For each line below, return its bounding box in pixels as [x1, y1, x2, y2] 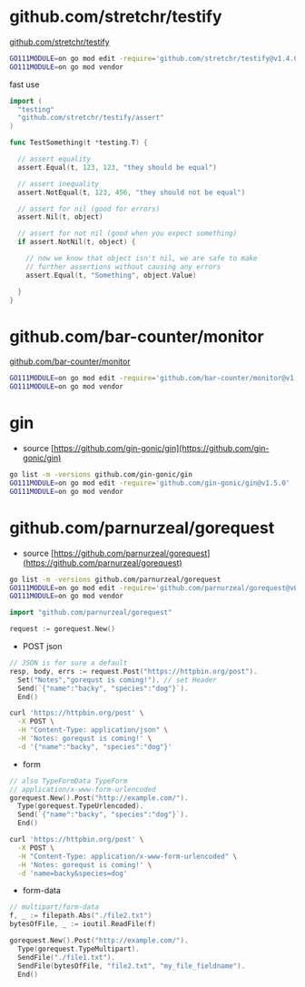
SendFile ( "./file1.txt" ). [17, 952, 116, 962]
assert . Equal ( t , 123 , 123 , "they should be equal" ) [17, 163, 218, 172]
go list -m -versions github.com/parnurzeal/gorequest [9, 575, 221, 584]
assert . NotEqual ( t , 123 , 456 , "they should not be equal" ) [17, 188, 246, 197]
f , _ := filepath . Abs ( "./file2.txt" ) [9, 911, 152, 921]
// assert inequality [17, 179, 100, 188]
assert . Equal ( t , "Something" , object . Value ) [25, 271, 197, 280]
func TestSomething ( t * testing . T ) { [9, 138, 148, 147]
